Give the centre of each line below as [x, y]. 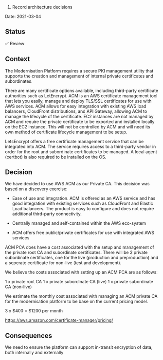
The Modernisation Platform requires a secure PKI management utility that [79, 71]
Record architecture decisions [42, 7]
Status [15, 32]
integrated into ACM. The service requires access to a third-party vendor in [81, 146]
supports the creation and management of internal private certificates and [79, 76]
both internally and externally [34, 353]
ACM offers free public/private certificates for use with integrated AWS [83, 233]
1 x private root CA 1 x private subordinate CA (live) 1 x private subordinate [79, 282]
